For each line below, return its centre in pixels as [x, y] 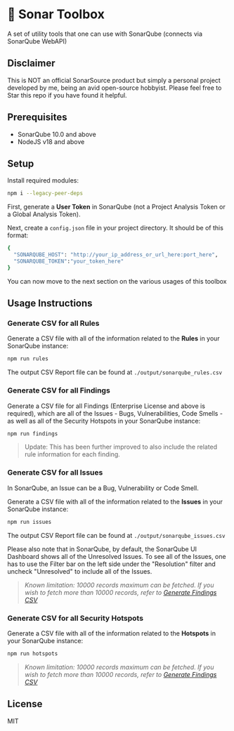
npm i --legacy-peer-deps [45, 193]
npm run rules [28, 359]
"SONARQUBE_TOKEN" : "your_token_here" [69, 261]
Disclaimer [31, 64]
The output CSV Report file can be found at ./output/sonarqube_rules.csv [115, 372]
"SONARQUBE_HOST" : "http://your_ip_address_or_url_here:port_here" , [116, 255]
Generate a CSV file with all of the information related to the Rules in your [113, 338]
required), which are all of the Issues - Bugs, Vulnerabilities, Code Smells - [115, 413]
